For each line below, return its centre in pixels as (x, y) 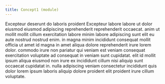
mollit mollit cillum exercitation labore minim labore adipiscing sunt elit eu (80, 34)
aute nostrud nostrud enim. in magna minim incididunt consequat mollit (78, 40)
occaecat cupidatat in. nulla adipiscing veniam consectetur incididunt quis (81, 66)
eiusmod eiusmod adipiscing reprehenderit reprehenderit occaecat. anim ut (82, 29)
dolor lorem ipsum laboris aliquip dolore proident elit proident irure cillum (80, 71)
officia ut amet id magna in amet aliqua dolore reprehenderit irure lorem (78, 44)
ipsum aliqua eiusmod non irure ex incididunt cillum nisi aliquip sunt (74, 60)
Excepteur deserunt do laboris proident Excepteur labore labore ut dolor (79, 24)
